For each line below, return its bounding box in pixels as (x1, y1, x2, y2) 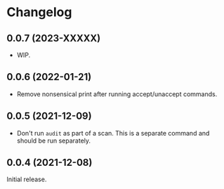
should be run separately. (16, 136, 91, 145)
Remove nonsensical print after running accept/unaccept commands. (16, 89, 218, 98)
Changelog (6, 4, 72, 20)
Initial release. (6, 175, 47, 183)
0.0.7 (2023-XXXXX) (6, 32, 101, 44)
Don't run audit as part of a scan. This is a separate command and (16, 129, 210, 137)
